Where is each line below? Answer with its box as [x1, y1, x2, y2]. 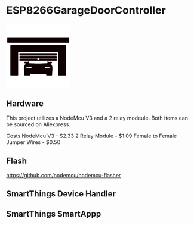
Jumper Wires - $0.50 [6, 138, 61, 146]
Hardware [6, 99, 44, 109]
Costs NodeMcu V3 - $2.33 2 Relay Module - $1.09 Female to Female [6, 132, 177, 139]
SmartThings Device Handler [6, 189, 116, 199]
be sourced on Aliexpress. [6, 120, 70, 128]
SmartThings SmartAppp [6, 209, 101, 219]
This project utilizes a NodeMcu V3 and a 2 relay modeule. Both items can [6, 114, 189, 121]
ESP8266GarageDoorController [6, 4, 166, 17]
